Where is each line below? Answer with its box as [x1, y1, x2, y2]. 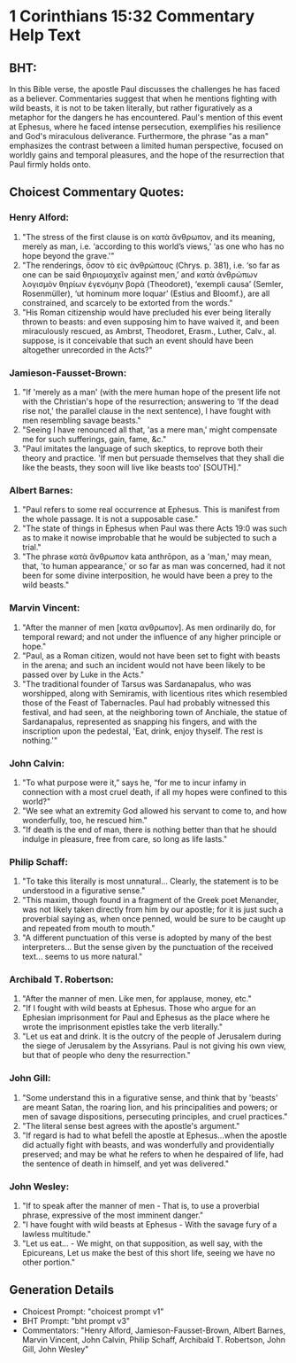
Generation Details [9, 1282, 115, 1297]
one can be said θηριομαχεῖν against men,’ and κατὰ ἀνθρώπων [21, 269, 258, 280]
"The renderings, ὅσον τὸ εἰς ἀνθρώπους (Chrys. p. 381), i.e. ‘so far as [21, 260, 280, 270]
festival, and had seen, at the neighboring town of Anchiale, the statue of [21, 706, 288, 717]
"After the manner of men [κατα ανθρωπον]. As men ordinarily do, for [21, 622, 277, 633]
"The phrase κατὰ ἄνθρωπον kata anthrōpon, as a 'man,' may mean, [21, 551, 272, 562]
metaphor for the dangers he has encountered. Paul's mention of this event [9, 113, 284, 122]
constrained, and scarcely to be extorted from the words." [21, 297, 233, 308]
